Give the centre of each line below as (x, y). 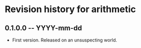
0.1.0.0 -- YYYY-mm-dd (44, 28)
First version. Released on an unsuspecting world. (65, 40)
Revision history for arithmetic (70, 9)
